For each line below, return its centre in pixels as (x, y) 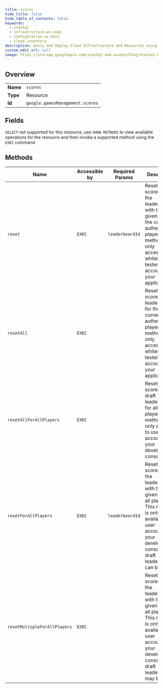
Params (124, 177)
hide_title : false (24, 14)
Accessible (90, 171)
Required (124, 171)
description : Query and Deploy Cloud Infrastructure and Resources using (81, 46)
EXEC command (20, 142)
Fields (15, 120)
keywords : (15, 23)
